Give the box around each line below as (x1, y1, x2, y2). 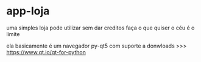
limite (6, 30, 20, 37)
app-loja (6, 4, 50, 18)
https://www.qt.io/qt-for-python (6, 48, 86, 55)
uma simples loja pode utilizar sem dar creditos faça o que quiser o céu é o (6, 24, 195, 31)
